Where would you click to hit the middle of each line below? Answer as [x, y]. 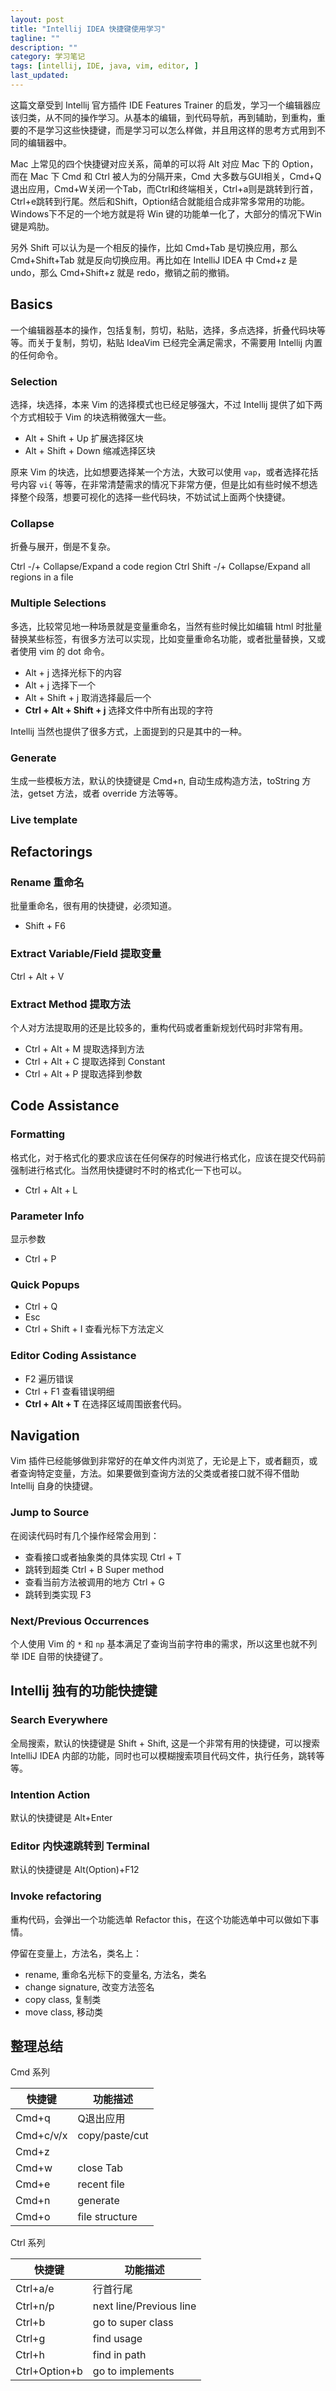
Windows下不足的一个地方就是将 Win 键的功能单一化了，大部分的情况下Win [166, 213]
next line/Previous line [144, 2306]
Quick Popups [45, 1284]
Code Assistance [65, 1106]
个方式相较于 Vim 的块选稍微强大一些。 [91, 417]
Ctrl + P [40, 1259]
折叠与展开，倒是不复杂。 [63, 547]
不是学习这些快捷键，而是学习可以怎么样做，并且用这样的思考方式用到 [172, 130]
